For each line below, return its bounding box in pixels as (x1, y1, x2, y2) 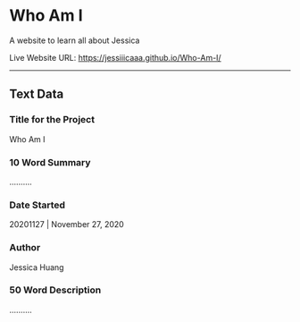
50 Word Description (9, 284, 102, 296)
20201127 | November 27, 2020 (9, 219, 125, 230)
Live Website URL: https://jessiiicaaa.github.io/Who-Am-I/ (9, 52, 221, 63)
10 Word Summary (9, 156, 91, 168)
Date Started (9, 199, 65, 211)
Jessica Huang (9, 261, 64, 273)
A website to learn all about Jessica (9, 35, 140, 46)
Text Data (9, 87, 64, 102)
